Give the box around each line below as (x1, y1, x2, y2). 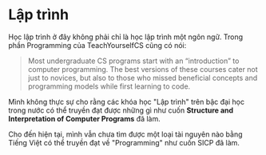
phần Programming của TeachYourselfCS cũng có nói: (8, 40, 187, 50)
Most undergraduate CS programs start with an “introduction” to (27, 56, 240, 66)
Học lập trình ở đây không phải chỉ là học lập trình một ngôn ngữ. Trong (8, 32, 244, 42)
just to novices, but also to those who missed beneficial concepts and (27, 73, 258, 82)
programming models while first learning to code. (27, 81, 191, 91)
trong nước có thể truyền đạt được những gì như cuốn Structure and (8, 105, 234, 115)
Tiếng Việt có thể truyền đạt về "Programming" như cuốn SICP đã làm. (8, 137, 240, 147)
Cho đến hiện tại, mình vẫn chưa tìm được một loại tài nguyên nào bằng (8, 129, 243, 139)
